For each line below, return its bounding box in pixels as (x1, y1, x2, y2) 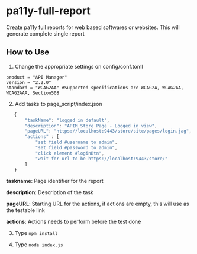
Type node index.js (14, 241, 63, 248)
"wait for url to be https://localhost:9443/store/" (35, 156, 168, 162)
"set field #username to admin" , (35, 139, 118, 146)
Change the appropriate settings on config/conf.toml (14, 63, 143, 70)
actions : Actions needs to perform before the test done (6, 218, 141, 226)
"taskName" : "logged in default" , (24, 117, 110, 123)
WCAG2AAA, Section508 (6, 90, 60, 96)
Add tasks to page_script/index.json (14, 100, 102, 107)
